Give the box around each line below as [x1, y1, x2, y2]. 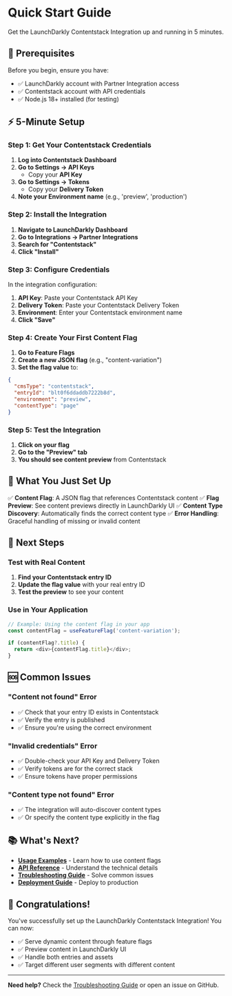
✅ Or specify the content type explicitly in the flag [17, 813, 160, 821]
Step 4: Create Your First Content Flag [8, 332, 138, 342]
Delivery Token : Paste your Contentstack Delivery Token [17, 301, 180, 310]
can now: [8, 924, 34, 932]
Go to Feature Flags [17, 348, 75, 357]
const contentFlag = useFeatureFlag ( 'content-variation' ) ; [8, 627, 181, 634]
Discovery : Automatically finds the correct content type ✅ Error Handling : [8, 509, 219, 517]
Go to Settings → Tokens [17, 178, 90, 186]
